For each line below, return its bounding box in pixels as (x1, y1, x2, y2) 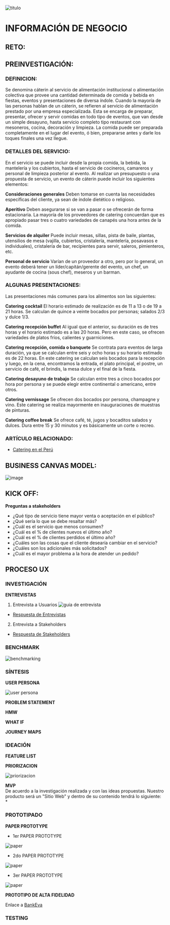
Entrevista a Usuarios (12, 602, 57, 608)
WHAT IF (5, 719, 24, 725)
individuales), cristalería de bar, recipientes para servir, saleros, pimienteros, (5, 243, 165, 249)
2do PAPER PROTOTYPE (12, 852, 64, 858)
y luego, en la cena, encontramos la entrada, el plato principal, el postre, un (5, 360, 163, 367)
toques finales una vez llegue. (5, 135, 68, 142)
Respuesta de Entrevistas (12, 612, 66, 618)
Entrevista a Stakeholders (12, 621, 66, 627)
